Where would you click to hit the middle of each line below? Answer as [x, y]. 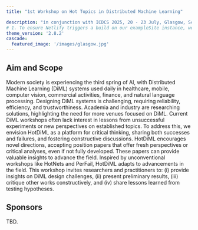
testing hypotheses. [30, 189]
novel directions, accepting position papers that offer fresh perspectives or [97, 144]
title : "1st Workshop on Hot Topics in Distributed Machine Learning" [95, 11]
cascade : [17, 39]
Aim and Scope [34, 68]
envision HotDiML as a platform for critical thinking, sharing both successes [98, 132]
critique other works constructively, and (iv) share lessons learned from [93, 182]
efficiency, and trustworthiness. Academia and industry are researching [93, 107]
